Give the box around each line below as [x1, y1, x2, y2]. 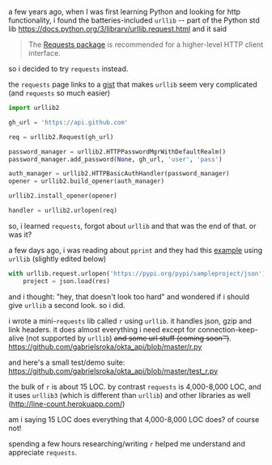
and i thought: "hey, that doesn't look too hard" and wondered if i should [8, 291, 249, 302]
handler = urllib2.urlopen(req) [8, 206, 117, 214]
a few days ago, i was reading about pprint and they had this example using [8, 245, 263, 255]
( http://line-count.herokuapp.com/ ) [8, 399, 125, 408]
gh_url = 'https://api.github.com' [8, 118, 129, 126]
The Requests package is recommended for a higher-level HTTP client [28, 40, 264, 49]
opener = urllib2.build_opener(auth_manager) [8, 177, 164, 185]
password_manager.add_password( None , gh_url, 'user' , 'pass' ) [8, 155, 223, 163]
